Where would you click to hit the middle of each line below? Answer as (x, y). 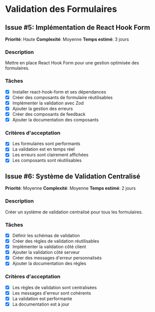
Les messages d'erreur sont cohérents (52, 293)
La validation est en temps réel (43, 149)
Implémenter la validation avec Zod (48, 103)
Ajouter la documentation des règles (49, 263)
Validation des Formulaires (61, 9)
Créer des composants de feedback (49, 114)
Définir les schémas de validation (46, 235)
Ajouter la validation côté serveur (46, 252)
